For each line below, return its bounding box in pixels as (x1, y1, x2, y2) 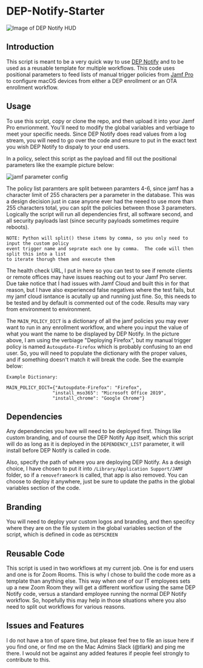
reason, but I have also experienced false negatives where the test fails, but (6, 286, 195, 293)
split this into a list (6, 251, 67, 257)
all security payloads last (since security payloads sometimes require (6, 217, 179, 224)
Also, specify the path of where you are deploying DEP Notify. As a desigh (6, 458, 192, 466)
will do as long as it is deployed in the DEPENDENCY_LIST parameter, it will (6, 440, 185, 448)
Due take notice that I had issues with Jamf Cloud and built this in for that (6, 280, 190, 287)
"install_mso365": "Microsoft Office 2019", (52, 389, 167, 396)
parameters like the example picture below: (6, 161, 114, 168)
